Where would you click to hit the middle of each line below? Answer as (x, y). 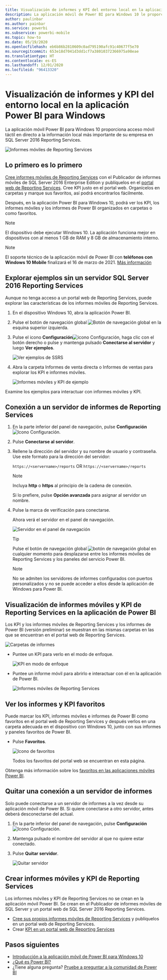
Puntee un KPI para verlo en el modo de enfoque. (63, 654)
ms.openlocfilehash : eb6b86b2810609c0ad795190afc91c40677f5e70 (72, 47)
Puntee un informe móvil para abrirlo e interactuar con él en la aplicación (87, 674)
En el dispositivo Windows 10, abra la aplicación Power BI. (72, 312)
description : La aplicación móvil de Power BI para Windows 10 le (75, 14)
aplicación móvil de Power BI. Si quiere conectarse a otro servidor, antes (80, 808)
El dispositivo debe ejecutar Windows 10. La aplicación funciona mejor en (80, 232)
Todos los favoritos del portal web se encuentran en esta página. (79, 761)
